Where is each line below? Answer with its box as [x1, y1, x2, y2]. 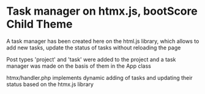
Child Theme [6, 17, 73, 31]
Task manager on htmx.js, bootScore [6, 4, 198, 18]
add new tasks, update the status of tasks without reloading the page [6, 44, 181, 51]
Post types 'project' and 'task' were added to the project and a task [6, 56, 176, 63]
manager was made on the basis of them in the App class [6, 62, 151, 70]
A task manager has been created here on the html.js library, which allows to [6, 37, 199, 45]
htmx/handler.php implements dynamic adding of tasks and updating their [6, 74, 193, 81]
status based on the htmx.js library [6, 81, 94, 88]
